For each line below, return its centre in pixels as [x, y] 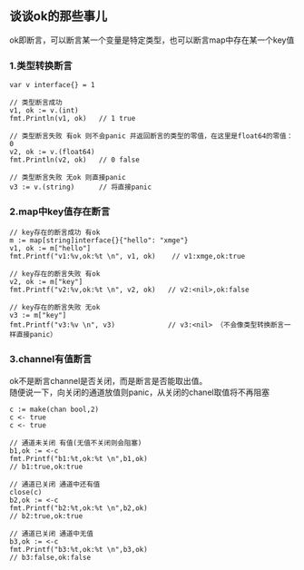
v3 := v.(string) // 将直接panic [81, 187]
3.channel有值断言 [51, 359]
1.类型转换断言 [41, 65]
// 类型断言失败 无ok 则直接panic [68, 178]
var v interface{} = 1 [52, 85]
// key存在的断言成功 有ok [55, 233]
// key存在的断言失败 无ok [55, 308]
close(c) [26, 492]
